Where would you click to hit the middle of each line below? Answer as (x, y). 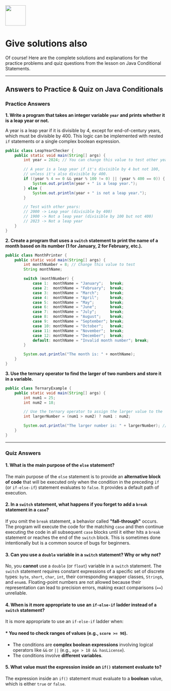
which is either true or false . (36, 684)
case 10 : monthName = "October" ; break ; (78, 326)
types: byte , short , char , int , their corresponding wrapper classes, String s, (84, 577)
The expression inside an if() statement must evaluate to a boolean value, (84, 678)
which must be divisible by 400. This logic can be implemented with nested (84, 136)
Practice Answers (28, 104)
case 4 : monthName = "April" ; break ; (78, 298)
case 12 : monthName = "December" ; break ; (78, 336)
